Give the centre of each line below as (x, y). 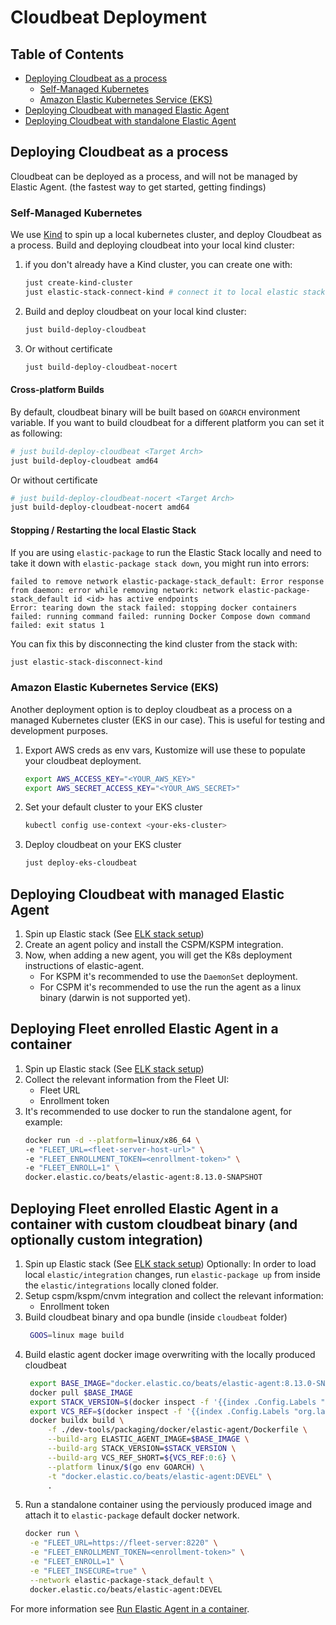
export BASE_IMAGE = (70, 1383)
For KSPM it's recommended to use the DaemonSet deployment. (168, 976)
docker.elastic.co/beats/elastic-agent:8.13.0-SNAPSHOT (143, 1177)
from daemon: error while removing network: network (122, 590)
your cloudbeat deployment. (83, 760)
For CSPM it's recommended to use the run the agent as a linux (170, 987)
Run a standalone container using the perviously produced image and (168, 1505)
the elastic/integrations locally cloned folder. (121, 1285)
